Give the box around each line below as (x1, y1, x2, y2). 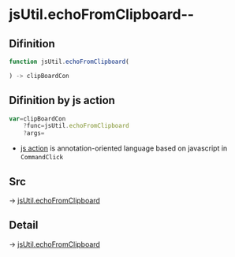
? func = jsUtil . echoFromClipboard (23, 122, 129, 130)
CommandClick (20, 154, 64, 162)
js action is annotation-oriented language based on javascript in (20, 143, 228, 153)
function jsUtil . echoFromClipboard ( (9, 58, 129, 65)
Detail (9, 218, 39, 232)
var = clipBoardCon (9, 114, 66, 123)
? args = (23, 129, 45, 137)
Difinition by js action (9, 94, 115, 107)
